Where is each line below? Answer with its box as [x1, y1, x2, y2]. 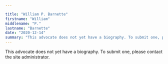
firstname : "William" [5, 16, 50, 21]
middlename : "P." [5, 21, 41, 26]
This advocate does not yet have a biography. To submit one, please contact [5, 48, 163, 54]
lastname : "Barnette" [5, 25, 50, 30]
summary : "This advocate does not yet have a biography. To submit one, [5, 35, 160, 40]
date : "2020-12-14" [5, 30, 46, 35]
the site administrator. [5, 54, 50, 60]
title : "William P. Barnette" [5, 11, 68, 16]
